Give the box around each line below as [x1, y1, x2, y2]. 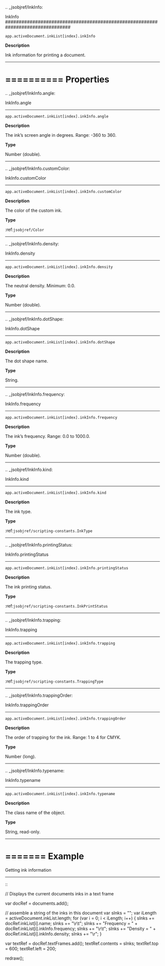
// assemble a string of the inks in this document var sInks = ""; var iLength [5, 910, 157, 916]
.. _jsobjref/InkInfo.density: [5, 240, 59, 246]
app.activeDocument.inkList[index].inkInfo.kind [5, 490, 107, 495]
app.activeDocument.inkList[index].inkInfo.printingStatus [5, 565, 129, 571]
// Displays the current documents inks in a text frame [5, 890, 114, 896]
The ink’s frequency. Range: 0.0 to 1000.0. [5, 433, 90, 439]
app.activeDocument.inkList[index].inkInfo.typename [5, 791, 115, 796]
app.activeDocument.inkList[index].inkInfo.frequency [5, 415, 118, 420]
